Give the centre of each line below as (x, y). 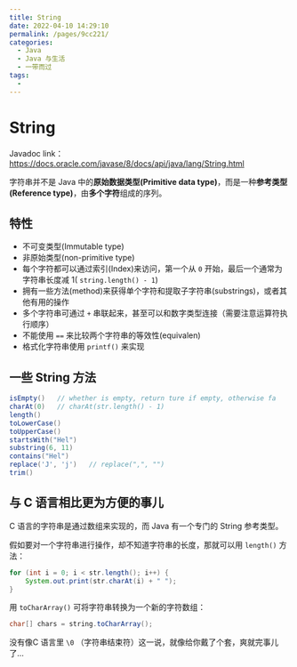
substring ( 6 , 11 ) (41, 448)
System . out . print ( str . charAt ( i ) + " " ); (101, 581)
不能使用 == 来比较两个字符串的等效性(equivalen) (112, 335)
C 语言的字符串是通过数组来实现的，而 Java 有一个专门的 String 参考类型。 (146, 526)
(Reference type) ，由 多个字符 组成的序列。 (88, 193)
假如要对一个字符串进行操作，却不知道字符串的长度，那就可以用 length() (143, 544)
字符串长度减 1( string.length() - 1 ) (90, 280)
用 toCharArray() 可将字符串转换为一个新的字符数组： (108, 607)
